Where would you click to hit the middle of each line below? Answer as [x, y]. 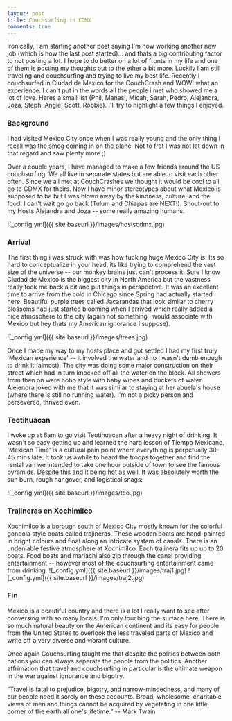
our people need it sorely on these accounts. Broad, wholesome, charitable [114, 696]
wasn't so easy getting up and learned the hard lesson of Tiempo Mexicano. [116, 443]
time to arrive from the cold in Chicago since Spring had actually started [110, 294]
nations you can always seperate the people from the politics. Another [107, 661]
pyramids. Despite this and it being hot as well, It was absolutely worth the [113, 472]
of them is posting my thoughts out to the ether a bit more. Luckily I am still [114, 68]
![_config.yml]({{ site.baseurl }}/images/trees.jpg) [78, 337]
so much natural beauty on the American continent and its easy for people [113, 625]
